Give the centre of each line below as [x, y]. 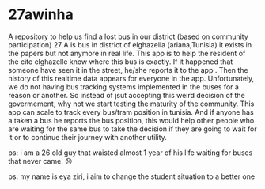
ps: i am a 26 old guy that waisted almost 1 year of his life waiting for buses [131, 153]
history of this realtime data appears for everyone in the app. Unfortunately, [131, 78]
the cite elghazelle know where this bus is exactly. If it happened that [121, 62]
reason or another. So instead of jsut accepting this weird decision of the [127, 95]
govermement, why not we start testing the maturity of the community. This [131, 104]
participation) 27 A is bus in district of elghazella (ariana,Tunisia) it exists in [130, 44]
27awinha [41, 15]
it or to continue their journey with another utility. [88, 137]
